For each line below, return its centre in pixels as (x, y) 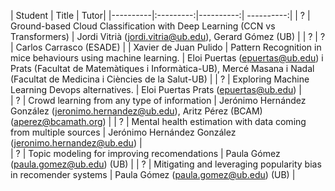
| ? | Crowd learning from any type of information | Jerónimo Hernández (158, 100)
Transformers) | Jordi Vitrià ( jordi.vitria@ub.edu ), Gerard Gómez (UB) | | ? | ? (168, 36)
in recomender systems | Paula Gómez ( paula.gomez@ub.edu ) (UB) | (153, 174)
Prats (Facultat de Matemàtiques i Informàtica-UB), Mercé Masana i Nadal (162, 68)
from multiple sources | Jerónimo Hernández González (123, 132)
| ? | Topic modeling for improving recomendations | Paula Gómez (145, 153)
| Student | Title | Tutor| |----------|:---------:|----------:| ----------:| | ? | (160, 15)
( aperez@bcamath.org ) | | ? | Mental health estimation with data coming (158, 121)
